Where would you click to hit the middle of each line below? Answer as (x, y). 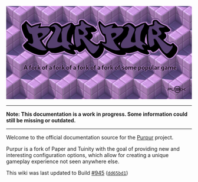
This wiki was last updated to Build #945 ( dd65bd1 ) (67, 173)
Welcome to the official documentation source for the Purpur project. (90, 137)
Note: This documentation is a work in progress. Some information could (97, 114)
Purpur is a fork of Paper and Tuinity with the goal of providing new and (93, 149)
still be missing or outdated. (41, 120)
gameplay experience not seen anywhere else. (63, 161)
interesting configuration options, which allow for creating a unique (88, 155)
